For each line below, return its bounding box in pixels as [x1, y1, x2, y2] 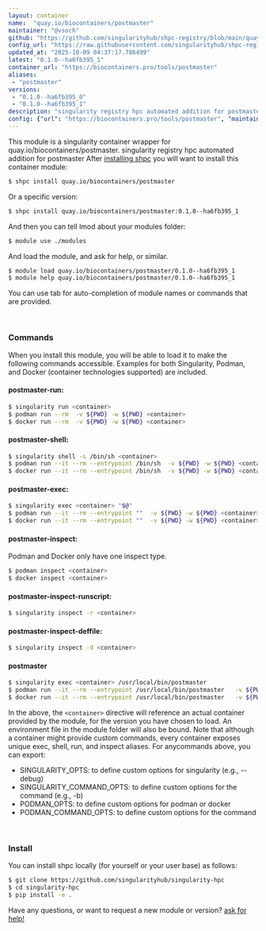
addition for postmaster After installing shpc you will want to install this [8, 153, 239, 163]
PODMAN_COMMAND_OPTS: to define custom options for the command [19, 807, 256, 817]
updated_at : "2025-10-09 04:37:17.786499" [8, 48, 150, 56]
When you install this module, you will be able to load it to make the [8, 350, 228, 360]
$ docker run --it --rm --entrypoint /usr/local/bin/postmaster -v [8, 693, 243, 701]
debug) [19, 774, 44, 783]
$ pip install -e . [8, 891, 73, 899]
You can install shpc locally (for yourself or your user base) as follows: [8, 861, 237, 871]
